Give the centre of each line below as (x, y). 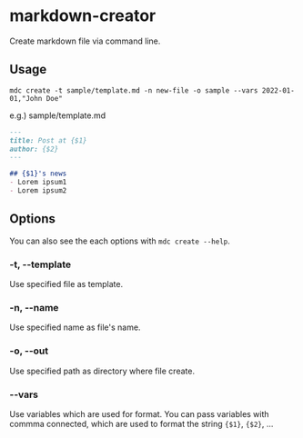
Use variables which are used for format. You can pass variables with (140, 413)
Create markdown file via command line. (85, 41)
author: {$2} (34, 149)
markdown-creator (83, 16)
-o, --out (29, 351)
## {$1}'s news (38, 174)
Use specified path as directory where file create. (102, 371)
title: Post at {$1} (49, 140)
